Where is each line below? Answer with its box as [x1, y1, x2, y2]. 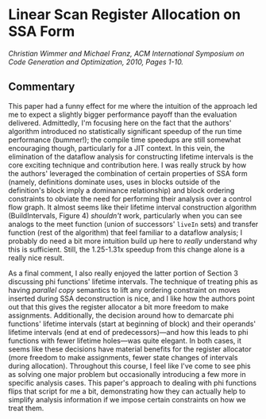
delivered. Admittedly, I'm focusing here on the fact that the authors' [8, 117, 232, 128]
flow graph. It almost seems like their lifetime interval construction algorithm [8, 202, 256, 212]
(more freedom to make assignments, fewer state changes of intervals [8, 352, 238, 362]
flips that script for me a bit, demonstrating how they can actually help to [8, 386, 246, 396]
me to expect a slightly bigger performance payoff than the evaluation [8, 110, 237, 119]
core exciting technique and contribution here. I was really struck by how [8, 160, 247, 170]
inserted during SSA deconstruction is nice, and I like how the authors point [8, 294, 256, 303]
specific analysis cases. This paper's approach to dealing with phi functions [8, 378, 256, 387]
